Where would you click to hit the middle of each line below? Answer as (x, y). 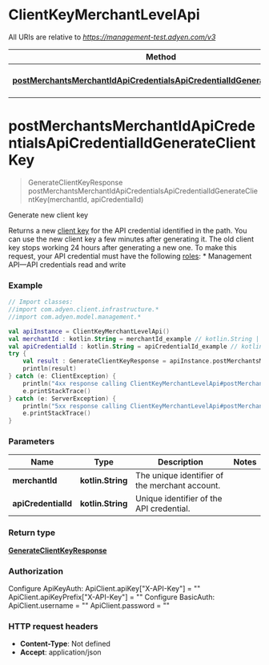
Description (181, 462)
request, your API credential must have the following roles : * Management (130, 256)
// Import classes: (41, 302)
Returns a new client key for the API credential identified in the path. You (128, 230)
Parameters (31, 441)
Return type (32, 533)
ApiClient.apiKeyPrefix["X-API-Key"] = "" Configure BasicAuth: (111, 597)
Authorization (36, 571)
